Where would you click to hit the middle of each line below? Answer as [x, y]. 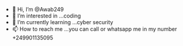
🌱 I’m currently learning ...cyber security [63, 22]
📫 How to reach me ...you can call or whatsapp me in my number [95, 29]
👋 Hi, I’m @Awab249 [38, 9]
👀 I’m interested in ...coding [46, 16]
